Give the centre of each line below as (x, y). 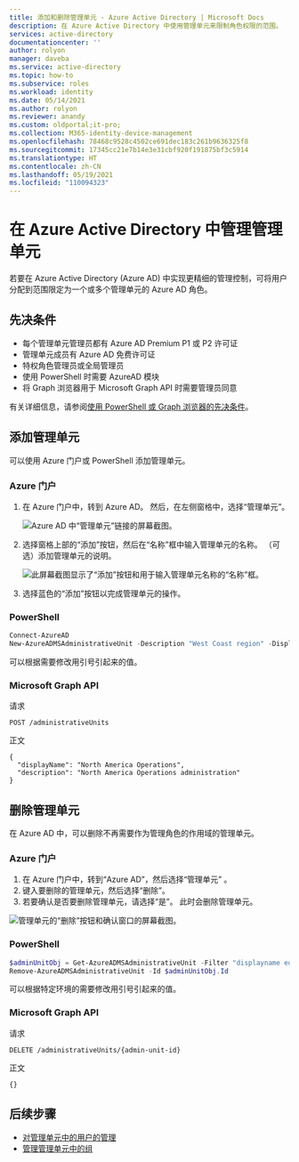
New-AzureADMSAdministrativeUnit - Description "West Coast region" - (141, 644)
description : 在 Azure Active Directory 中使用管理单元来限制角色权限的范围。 (146, 26)
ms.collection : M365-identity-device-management (101, 133)
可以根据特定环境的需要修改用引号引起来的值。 (95, 989)
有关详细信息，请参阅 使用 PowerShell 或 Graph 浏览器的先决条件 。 (131, 407)
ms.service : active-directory (65, 68)
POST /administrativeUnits (59, 723)
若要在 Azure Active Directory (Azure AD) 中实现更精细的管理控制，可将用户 (148, 278)
